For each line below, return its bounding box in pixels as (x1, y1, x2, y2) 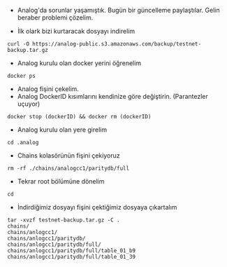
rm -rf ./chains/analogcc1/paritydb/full (7, 165, 130, 172)
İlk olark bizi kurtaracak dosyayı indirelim (17, 27, 135, 35)
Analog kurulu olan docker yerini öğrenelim (17, 59, 142, 67)
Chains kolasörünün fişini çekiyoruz (17, 151, 120, 160)
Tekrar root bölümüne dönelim (17, 177, 105, 185)
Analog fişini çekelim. (17, 85, 79, 93)
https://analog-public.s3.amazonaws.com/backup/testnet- (32, 41, 201, 48)
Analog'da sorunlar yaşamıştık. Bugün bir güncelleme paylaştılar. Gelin (17, 6, 220, 14)
